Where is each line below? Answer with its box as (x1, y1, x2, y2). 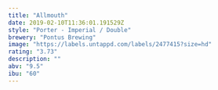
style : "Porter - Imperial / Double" (8, 26, 132, 34)
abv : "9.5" (8, 63, 44, 70)
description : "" (8, 56, 61, 63)
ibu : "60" (8, 70, 41, 77)
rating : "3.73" (8, 48, 58, 56)
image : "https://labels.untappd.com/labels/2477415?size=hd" (8, 41, 213, 49)
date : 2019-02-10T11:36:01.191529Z (8, 19, 125, 27)
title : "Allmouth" (8, 11, 68, 20)
